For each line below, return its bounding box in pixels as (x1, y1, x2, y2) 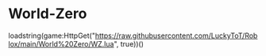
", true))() (114, 39, 145, 48)
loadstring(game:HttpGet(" (8, 31, 95, 40)
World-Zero (8, 5, 87, 23)
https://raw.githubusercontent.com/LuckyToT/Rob (94, 31, 258, 40)
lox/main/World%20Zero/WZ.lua (8, 39, 114, 48)
